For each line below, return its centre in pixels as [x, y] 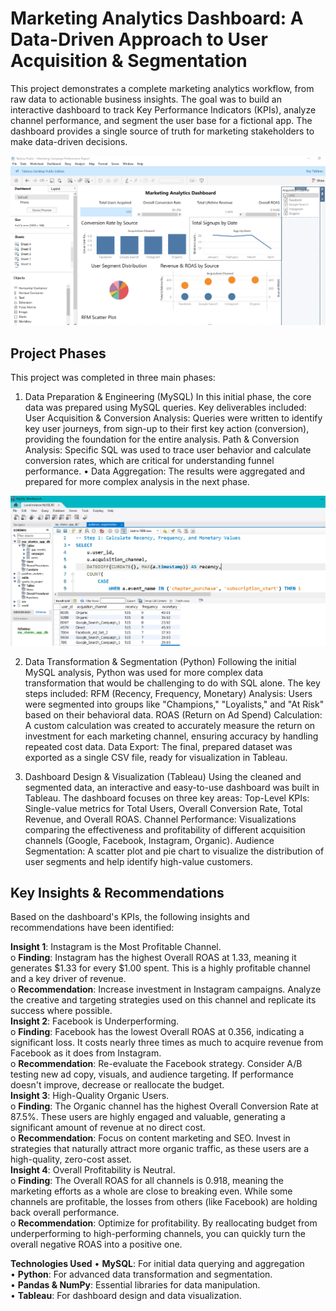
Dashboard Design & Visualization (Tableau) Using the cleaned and [163, 776]
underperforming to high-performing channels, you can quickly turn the [158, 1234]
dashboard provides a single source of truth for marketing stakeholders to [162, 131]
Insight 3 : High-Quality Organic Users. [90, 1096]
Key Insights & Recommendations [117, 893]
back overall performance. [65, 1213]
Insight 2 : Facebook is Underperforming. [95, 1021]
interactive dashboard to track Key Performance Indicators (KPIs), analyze [163, 109]
